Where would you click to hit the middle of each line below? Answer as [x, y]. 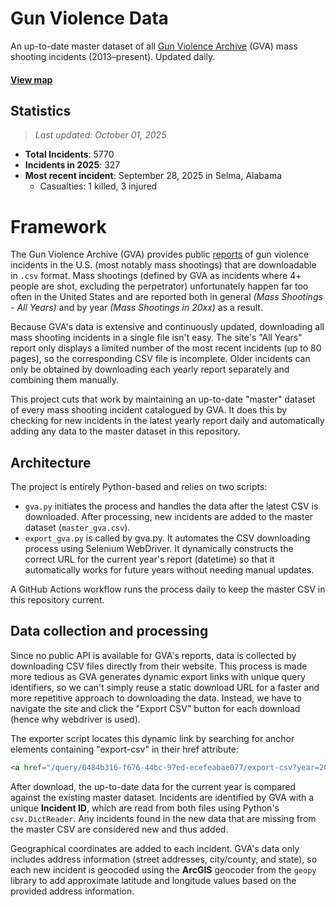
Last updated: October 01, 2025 [100, 135]
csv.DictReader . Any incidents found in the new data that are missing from [163, 818]
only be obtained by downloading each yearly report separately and [150, 369]
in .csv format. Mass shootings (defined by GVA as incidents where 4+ [156, 276]
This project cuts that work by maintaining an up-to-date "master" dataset [163, 399]
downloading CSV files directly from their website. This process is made [159, 666]
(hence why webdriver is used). [75, 719]
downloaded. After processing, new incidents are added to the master [168, 517]
